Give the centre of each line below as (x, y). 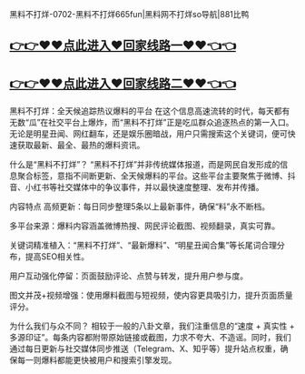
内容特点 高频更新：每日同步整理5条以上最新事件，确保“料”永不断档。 (140, 207)
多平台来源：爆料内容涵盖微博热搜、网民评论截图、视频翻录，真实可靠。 (144, 226)
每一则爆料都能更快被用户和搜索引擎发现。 (97, 360)
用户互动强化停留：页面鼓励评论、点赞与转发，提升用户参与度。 (128, 276)
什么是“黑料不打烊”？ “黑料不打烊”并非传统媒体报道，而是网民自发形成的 (145, 165)
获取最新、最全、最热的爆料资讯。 (81, 146)
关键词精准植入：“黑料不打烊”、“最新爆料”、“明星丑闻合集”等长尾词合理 (143, 246)
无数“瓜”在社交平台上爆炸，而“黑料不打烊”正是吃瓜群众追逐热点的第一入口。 (152, 123)
